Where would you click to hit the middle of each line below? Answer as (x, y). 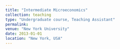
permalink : (17, 24)
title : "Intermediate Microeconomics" (46, 10)
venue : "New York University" (38, 29)
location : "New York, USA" (34, 39)
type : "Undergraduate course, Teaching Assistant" (60, 19)
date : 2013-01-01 (24, 34)
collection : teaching (28, 15)
